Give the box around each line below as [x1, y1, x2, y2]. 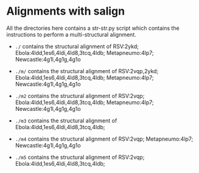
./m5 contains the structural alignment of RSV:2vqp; [15, 154, 145, 161]
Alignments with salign [6, 4, 125, 18]
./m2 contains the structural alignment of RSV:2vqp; [15, 92, 145, 99]
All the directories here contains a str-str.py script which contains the [6, 24, 180, 32]
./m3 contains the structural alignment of [15, 117, 117, 124]
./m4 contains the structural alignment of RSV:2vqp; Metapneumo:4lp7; [15, 135, 194, 143]
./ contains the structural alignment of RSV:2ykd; [15, 43, 139, 50]
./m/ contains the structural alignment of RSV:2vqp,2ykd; [15, 67, 159, 74]
